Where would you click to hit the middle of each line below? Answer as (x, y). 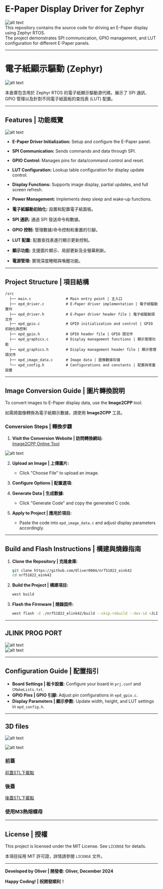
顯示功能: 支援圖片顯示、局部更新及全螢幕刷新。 (60, 250)
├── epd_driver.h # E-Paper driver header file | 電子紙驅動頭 (82, 314)
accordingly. (32, 528)
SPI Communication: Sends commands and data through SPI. (74, 151)
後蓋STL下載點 (20, 798)
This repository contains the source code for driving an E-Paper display (76, 27)
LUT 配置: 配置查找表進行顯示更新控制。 (52, 240)
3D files (17, 726)
